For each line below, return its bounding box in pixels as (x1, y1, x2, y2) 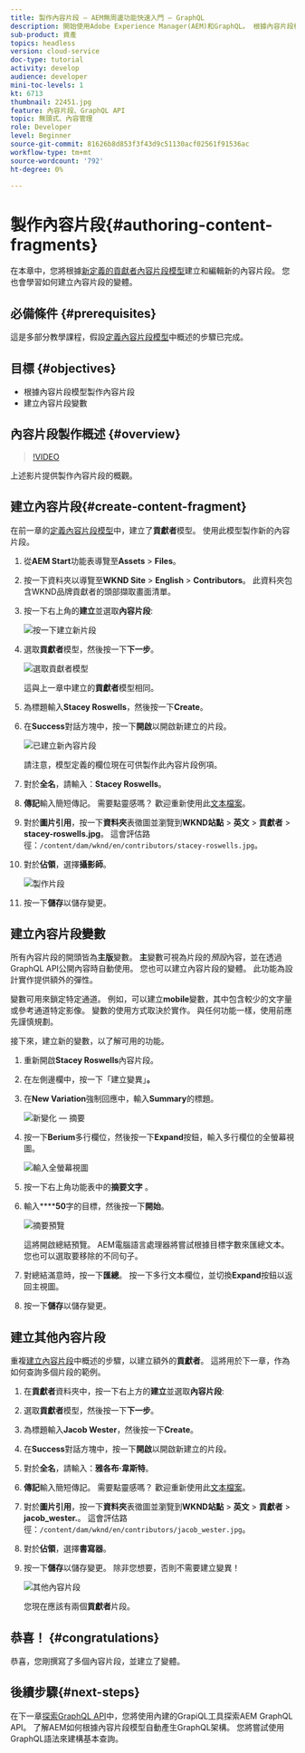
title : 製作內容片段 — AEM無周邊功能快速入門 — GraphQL (10, 13, 205, 23)
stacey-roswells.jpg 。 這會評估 (23, 828, 143, 838)
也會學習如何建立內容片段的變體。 (10, 277, 138, 288)
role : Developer (10, 123, 71, 132)
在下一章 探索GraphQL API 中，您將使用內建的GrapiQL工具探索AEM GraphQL (10, 1710, 293, 1721)
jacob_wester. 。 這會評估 (23, 1513, 120, 1524)
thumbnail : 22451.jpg (10, 97, 92, 107)
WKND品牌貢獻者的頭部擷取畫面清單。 (31, 586, 176, 597)
